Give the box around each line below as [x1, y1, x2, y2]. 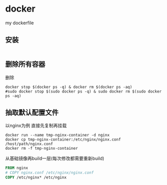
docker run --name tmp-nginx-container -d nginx [5, 132, 110, 138]
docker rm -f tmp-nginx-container [5, 146, 78, 151]
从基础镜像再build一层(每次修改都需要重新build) [5, 155, 105, 162]
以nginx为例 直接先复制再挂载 [5, 122, 67, 129]
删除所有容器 [5, 60, 46, 69]
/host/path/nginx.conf [5, 142, 53, 147]
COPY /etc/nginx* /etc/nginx [5, 175, 67, 180]
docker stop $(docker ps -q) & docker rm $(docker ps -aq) [5, 84, 133, 89]
